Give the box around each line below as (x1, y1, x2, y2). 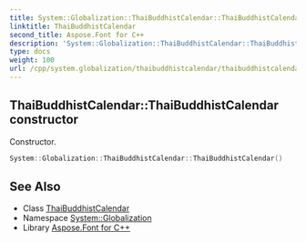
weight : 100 (9, 55, 55, 65)
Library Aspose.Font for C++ (22, 222, 130, 233)
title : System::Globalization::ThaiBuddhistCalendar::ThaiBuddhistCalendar (9, 13, 303, 23)
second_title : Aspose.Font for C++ (9, 30, 145, 39)
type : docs (9, 47, 51, 56)
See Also (9, 178, 61, 194)
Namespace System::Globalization (22, 213, 152, 224)
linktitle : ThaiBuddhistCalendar (9, 22, 137, 31)
